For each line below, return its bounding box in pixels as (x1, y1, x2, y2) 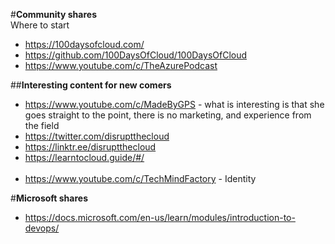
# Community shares (10, 9, 97, 20)
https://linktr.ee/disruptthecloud (24, 141, 157, 153)
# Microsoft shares (10, 192, 89, 204)
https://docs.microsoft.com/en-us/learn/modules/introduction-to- (24, 212, 296, 223)
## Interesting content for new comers (10, 79, 172, 91)
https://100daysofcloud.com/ (24, 39, 145, 50)
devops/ (24, 222, 60, 234)
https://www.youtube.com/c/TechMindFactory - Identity (24, 173, 257, 184)
